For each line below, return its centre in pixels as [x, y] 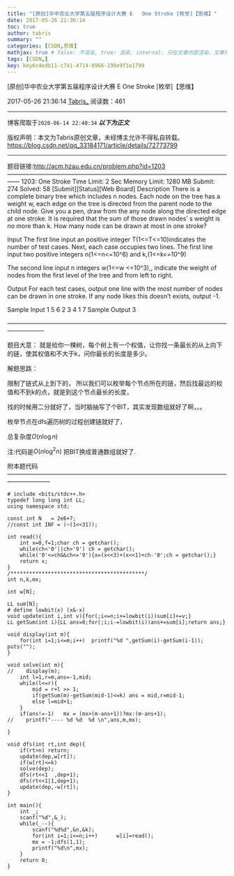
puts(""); [22, 647]
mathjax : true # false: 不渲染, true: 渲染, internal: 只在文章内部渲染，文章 [116, 53]
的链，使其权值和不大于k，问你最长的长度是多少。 [79, 354]
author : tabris [29, 33]
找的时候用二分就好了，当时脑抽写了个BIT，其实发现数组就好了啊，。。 [107, 407]
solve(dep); [37, 769]
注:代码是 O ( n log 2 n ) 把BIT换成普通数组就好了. [71, 451]
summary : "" [24, 40]
